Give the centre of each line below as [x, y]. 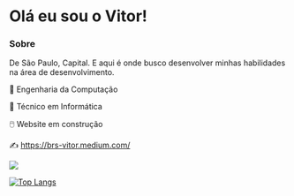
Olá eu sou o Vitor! [79, 16]
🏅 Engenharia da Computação [64, 89]
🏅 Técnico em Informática [56, 107]
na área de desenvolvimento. [62, 72]
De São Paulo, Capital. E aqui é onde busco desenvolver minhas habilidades [147, 63]
